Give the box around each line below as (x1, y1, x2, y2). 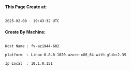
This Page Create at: (5, 4, 47, 10)
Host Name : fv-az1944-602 (5, 44, 59, 49)
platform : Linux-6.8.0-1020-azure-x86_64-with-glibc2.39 (5, 53, 127, 58)
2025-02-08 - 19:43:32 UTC (5, 19, 59, 23)
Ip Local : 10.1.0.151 (5, 61, 53, 66)
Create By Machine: (5, 29, 46, 35)
